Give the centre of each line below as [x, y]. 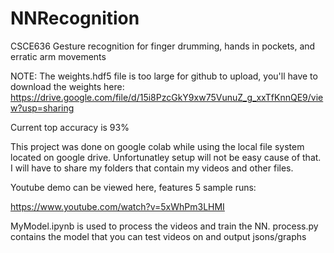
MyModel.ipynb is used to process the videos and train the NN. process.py [164, 226]
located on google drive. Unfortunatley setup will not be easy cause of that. [166, 157]
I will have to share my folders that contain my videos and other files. [152, 168]
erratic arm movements [58, 56]
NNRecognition [75, 18]
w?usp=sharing [42, 108]
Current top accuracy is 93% [70, 127]
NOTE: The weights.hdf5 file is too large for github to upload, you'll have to [164, 76]
